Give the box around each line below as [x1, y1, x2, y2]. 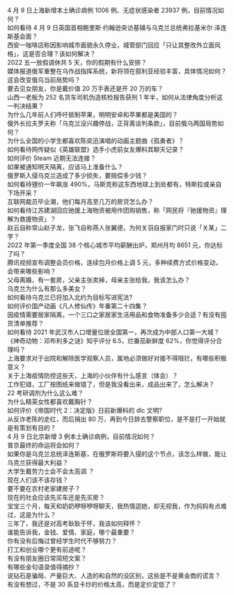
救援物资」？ [19, 215, 56, 223]
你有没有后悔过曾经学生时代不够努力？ [7, 537, 117, 545]
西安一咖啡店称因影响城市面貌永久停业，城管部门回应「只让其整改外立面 [7, 41, 214, 49]
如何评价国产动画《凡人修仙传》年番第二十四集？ [7, 302, 148, 310]
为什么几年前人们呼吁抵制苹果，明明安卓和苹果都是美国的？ [7, 111, 178, 118]
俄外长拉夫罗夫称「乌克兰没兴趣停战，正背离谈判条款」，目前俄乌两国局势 [7, 119, 218, 127]
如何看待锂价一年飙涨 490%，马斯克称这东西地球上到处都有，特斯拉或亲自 [7, 180, 222, 188]
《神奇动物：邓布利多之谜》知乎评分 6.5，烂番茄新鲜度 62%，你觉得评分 [7, 337, 217, 344]
